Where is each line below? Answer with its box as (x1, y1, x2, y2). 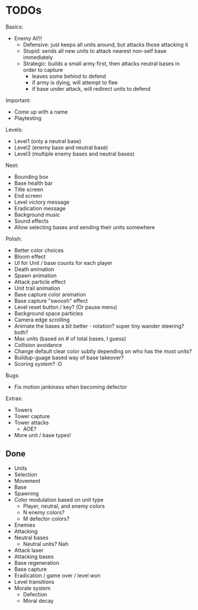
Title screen (14, 185, 44, 193)
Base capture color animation (14, 290, 87, 298)
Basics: (5, 23, 24, 30)
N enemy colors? (23, 508, 65, 516)
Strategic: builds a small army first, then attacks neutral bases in (23, 60, 180, 67)
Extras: (5, 394, 23, 402)
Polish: (5, 235, 22, 242)
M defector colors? (23, 515, 69, 522)
